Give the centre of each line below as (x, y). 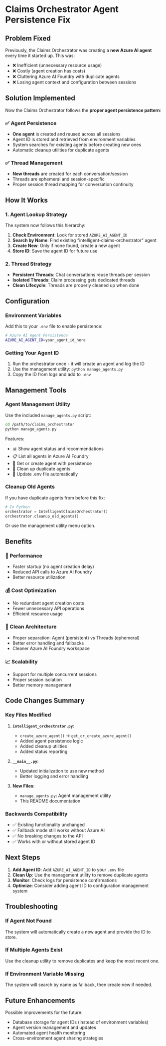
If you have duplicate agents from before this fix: (55, 497)
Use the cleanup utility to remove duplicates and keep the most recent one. (82, 960)
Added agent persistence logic (51, 740)
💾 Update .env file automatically (45, 474)
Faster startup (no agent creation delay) (53, 566)
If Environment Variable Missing (45, 973)
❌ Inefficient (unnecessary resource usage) (57, 65)
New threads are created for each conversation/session (70, 174)
